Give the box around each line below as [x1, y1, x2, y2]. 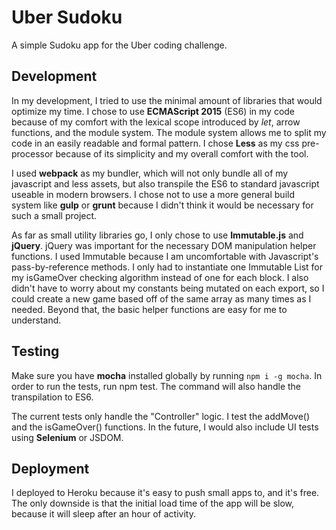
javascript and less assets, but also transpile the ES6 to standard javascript [11, 177, 320, 190]
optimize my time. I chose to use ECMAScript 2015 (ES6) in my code [11, 105, 296, 117]
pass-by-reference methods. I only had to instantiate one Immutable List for [11, 261, 323, 273]
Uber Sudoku [11, 6, 123, 29]
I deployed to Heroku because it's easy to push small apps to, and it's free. [11, 487, 320, 499]
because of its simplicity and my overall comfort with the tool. [55, 147, 309, 160]
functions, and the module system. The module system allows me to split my [11, 126, 327, 138]
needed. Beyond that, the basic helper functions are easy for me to [11, 303, 288, 315]
